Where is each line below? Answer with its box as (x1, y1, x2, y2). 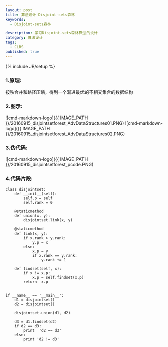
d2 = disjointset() (14, 301, 55, 307)
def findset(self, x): (14, 266, 62, 271)
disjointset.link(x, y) (23, 217, 73, 222)
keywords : (5, 17, 26, 22)
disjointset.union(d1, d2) (14, 310, 71, 315)
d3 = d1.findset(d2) (14, 319, 57, 324)
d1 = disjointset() (14, 297, 55, 302)
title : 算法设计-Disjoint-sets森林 (5, 12, 75, 17)
